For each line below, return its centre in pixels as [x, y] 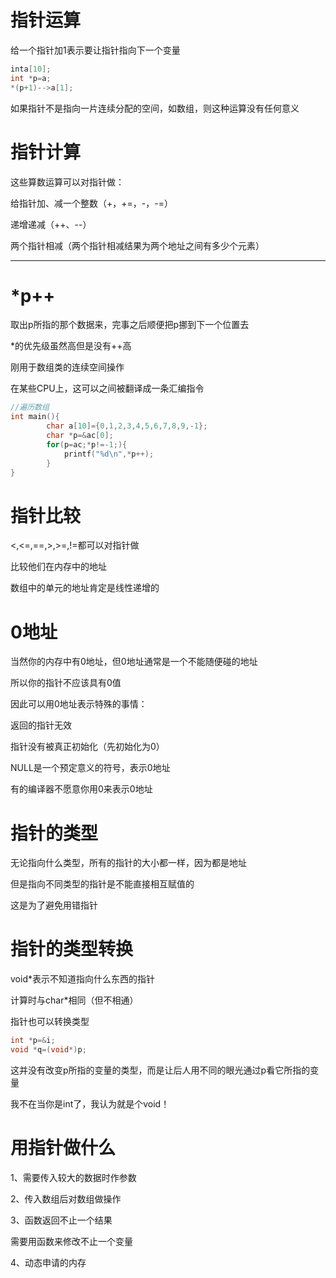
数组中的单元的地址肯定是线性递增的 [85, 588]
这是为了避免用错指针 [54, 905]
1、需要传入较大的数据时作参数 [73, 1177]
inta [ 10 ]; [31, 69]
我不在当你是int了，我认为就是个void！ [90, 1103]
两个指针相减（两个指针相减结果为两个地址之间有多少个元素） [137, 245]
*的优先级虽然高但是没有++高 [71, 346]
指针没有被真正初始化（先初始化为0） [87, 747]
